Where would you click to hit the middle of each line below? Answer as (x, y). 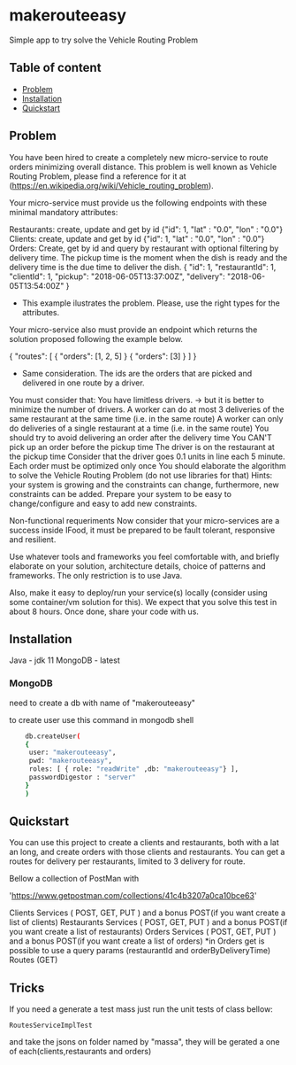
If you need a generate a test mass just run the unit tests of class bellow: (141, 1009)
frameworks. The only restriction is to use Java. (96, 575)
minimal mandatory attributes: (64, 212)
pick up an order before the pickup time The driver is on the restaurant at (142, 447)
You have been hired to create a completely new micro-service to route (139, 157)
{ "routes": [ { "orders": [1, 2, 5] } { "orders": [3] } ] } (103, 356)
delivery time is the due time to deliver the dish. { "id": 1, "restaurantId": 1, (143, 267)
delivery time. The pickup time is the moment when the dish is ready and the (148, 257)
